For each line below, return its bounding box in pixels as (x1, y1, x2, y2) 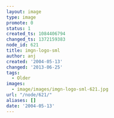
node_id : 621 (6, 42, 39, 48)
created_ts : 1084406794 (6, 31, 66, 37)
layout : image (6, 8, 42, 15)
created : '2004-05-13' (6, 58, 63, 64)
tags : (6, 70, 20, 76)
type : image (6, 14, 36, 20)
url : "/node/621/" (6, 92, 52, 98)
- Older (11, 75, 31, 81)
